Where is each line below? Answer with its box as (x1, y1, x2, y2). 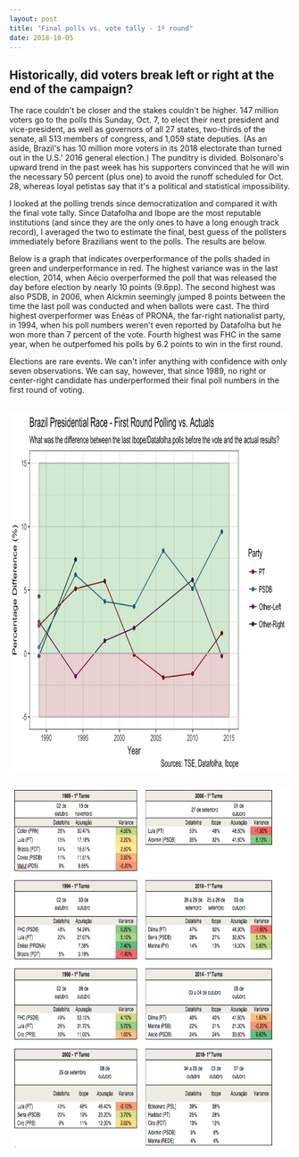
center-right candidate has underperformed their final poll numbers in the (9, 375, 279, 386)
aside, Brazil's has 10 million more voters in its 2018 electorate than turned (9, 143, 282, 154)
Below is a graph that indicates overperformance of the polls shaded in (9, 254, 270, 264)
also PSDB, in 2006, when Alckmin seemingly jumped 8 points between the (9, 291, 286, 303)
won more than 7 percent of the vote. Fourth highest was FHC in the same (9, 329, 282, 340)
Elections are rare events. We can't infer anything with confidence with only (9, 356, 287, 367)
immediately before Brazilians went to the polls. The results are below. (9, 237, 267, 247)
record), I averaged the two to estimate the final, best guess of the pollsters (9, 227, 287, 237)
